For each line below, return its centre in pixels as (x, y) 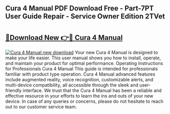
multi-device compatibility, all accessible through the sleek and (72, 85)
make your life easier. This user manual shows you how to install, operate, (83, 58)
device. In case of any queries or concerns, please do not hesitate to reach (84, 101)
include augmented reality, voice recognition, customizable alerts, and (79, 79)
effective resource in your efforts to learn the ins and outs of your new (79, 96)
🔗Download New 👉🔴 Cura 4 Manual (64, 38)
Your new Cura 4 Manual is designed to (116, 52)
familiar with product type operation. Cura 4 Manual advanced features (80, 74)
